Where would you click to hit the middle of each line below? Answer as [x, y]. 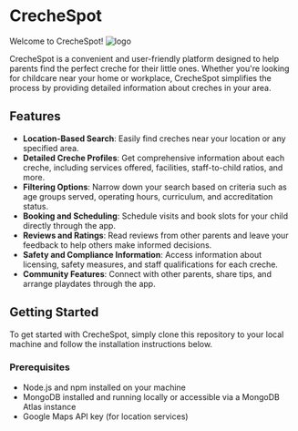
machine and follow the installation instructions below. [111, 344]
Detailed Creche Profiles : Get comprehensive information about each [154, 158]
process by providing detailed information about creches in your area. [140, 87]
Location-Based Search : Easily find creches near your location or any [154, 139]
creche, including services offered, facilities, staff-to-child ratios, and [153, 167]
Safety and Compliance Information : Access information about [142, 254]
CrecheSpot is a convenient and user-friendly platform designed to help [144, 58]
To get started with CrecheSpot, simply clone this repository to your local [147, 334]
